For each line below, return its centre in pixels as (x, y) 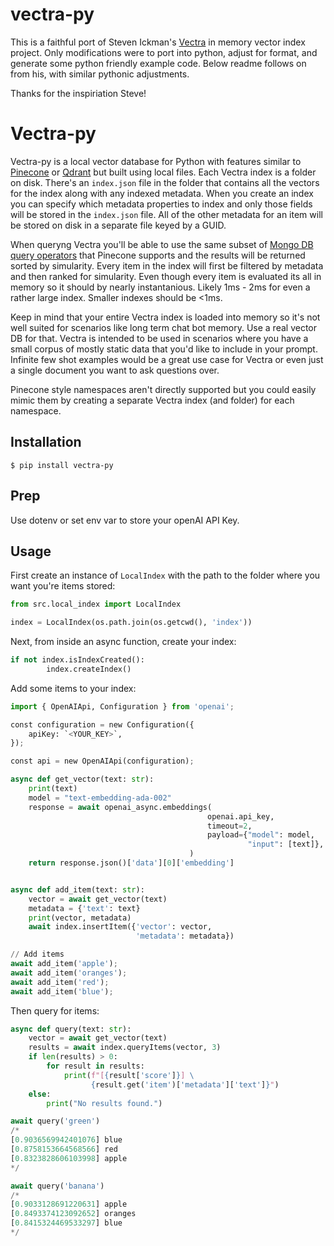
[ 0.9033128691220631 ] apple (69, 1204)
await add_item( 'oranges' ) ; (69, 973)
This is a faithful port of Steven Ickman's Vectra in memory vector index (158, 42)
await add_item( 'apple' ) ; (64, 964)
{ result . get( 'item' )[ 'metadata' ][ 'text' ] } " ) (185, 1084)
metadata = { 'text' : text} (84, 908)
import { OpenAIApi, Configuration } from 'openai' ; (122, 706)
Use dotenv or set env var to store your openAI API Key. (125, 520)
